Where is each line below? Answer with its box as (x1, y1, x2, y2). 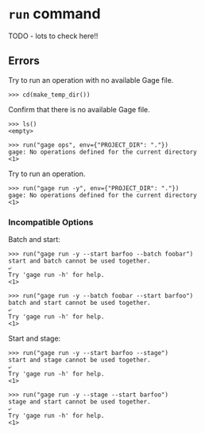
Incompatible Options (8, 216, 94, 228)
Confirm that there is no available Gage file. (8, 104, 151, 114)
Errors (8, 54, 40, 68)
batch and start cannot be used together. (8, 299, 151, 307)
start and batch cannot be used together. (8, 257, 151, 265)
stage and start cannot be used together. (8, 398, 151, 406)
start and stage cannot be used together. (8, 356, 151, 365)
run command (8, 5, 101, 23)
